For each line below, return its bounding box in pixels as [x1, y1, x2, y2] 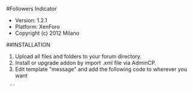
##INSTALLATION [6, 41, 51, 48]
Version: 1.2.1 [14, 17, 47, 23]
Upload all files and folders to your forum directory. [14, 53, 142, 60]
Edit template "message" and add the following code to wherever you [14, 66, 188, 73]
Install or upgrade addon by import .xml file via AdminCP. [14, 60, 156, 66]
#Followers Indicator [6, 5, 57, 12]
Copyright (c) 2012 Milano [14, 29, 80, 37]
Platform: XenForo [14, 23, 60, 30]
